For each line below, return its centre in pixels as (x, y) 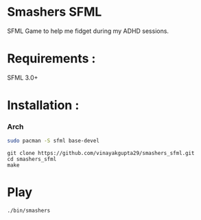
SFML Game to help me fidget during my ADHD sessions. (88, 31)
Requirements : (51, 59)
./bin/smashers (29, 211)
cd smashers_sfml (32, 159)
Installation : (43, 105)
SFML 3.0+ (23, 77)
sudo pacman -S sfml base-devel (53, 141)
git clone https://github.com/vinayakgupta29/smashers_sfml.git (101, 154)
